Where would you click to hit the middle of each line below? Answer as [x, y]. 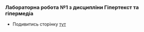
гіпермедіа [19, 13]
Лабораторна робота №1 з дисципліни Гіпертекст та [72, 7]
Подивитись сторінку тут [39, 24]
